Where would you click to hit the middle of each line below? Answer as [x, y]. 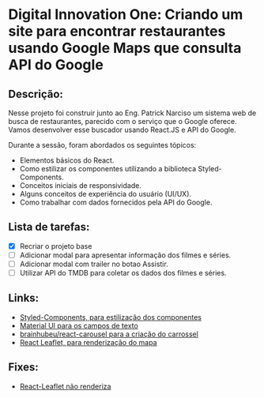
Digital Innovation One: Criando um [126, 15]
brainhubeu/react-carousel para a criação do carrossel [109, 334]
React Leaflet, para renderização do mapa [88, 342]
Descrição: [36, 94]
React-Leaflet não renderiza [65, 386]
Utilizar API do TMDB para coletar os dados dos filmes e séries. [123, 273]
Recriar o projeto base [56, 246]
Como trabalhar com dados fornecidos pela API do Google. [116, 202]
